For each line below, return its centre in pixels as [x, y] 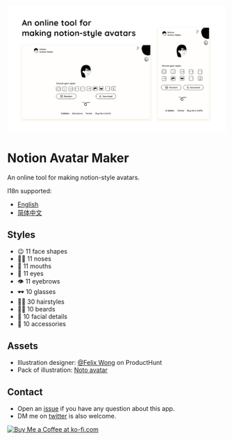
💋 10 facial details [42, 317]
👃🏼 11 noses [34, 259]
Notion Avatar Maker [68, 158]
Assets [23, 346]
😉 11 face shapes [42, 252]
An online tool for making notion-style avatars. [74, 177]
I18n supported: [30, 190]
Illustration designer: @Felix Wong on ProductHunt [90, 363]
